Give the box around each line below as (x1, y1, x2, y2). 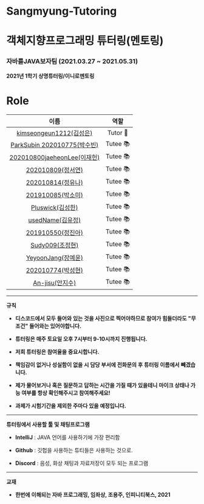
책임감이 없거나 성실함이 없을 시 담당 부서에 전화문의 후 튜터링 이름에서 (15, 361, 180, 368)
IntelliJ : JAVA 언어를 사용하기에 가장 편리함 (15, 433, 120, 441)
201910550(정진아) (25, 229, 83, 237)
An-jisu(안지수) (33, 278, 76, 287)
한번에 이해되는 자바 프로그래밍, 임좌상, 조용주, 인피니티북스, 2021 (15, 491, 171, 498)
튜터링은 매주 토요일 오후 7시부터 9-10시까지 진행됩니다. (15, 335, 148, 342)
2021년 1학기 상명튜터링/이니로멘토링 (6, 72, 95, 80)
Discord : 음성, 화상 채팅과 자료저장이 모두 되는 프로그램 (15, 459, 149, 466)
